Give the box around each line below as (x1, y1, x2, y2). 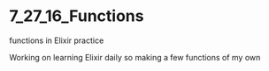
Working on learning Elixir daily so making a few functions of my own (9, 52, 261, 62)
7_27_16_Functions (9, 6, 144, 26)
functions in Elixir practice (9, 35, 104, 46)
